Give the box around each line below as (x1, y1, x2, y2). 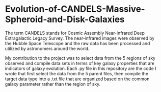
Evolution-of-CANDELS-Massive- (5, 3, 145, 15)
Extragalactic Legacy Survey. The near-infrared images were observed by (5, 35, 155, 41)
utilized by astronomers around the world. (5, 46, 90, 51)
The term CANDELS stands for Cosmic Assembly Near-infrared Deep (5, 30, 145, 36)
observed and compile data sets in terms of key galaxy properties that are (5, 60, 155, 66)
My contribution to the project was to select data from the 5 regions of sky (5, 55, 156, 61)
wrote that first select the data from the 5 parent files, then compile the (5, 70, 149, 76)
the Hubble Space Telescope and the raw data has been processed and (5, 40, 150, 46)
